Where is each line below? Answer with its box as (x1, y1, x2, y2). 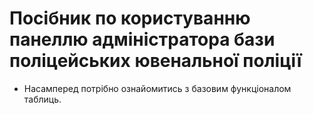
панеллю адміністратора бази (9, 28, 276, 51)
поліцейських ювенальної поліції (9, 50, 302, 72)
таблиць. (23, 93, 62, 105)
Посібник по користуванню (9, 7, 251, 30)
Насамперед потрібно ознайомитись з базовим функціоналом (23, 82, 292, 94)
